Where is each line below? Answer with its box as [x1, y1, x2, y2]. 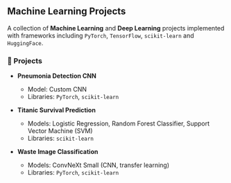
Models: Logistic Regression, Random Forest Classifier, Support [27, 119, 210, 128]
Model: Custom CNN [27, 85, 87, 94]
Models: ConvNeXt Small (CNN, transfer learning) [27, 161, 170, 169]
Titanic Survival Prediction [17, 106, 96, 114]
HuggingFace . [7, 38, 44, 47]
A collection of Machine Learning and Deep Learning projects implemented [7, 24, 225, 32]
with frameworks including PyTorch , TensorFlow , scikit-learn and [7, 31, 194, 40]
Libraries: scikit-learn [27, 134, 94, 143]
